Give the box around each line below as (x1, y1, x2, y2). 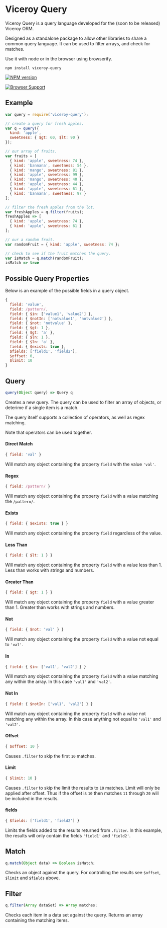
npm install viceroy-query (5, 65, 62, 70)
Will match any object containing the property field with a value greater (5, 599, 154, 605)
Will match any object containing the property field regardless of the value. (5, 530, 162, 536)
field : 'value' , (10, 302, 44, 307)
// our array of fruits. (5, 149, 57, 154)
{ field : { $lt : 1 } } (5, 553, 53, 558)
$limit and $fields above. (5, 875, 60, 881)
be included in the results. (5, 795, 59, 801)
